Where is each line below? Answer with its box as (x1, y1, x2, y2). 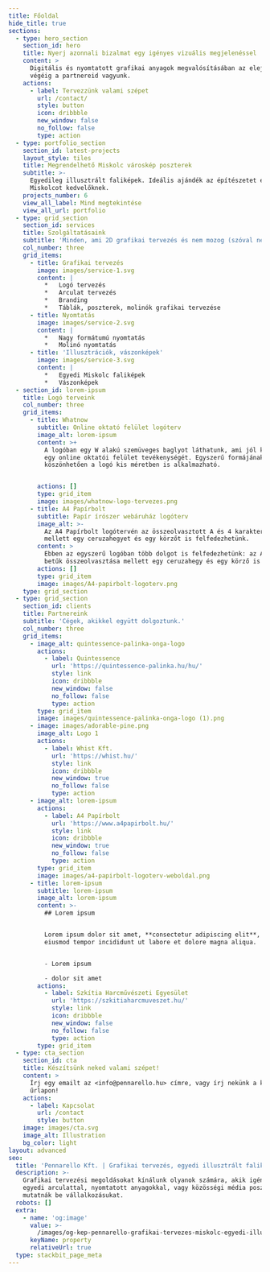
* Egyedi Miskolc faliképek (43, 371, 146, 379)
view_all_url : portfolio (22, 206, 106, 214)
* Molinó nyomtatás (43, 341, 117, 349)
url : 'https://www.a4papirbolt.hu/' (51, 819, 174, 828)
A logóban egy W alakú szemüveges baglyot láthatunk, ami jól (43, 446, 257, 454)
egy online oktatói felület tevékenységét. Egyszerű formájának (43, 453, 264, 461)
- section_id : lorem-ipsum (15, 386, 106, 394)
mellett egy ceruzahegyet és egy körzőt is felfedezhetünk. (43, 535, 250, 543)
